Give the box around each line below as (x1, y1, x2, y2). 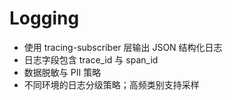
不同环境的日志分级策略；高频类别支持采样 (23, 78, 200, 91)
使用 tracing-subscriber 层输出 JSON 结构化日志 (23, 41, 223, 53)
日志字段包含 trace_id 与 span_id (23, 53, 159, 66)
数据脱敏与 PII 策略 (23, 66, 102, 78)
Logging (9, 7, 80, 30)
